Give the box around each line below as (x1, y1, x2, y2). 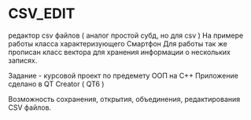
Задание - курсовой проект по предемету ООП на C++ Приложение (8, 71, 238, 80)
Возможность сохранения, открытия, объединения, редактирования (8, 94, 241, 104)
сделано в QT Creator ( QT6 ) (8, 79, 105, 89)
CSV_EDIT (8, 5, 76, 23)
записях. (8, 56, 38, 65)
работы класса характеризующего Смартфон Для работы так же (8, 38, 228, 48)
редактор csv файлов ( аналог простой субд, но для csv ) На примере (8, 31, 244, 40)
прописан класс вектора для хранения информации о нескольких (8, 47, 231, 56)
